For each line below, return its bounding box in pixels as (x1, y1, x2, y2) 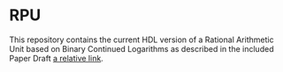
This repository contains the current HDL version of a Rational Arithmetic (9, 34, 274, 45)
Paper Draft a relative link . (9, 53, 103, 63)
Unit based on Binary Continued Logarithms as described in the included (9, 43, 274, 54)
